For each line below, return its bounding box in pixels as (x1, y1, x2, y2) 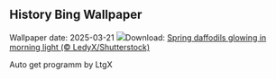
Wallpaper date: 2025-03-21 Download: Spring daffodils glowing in (9, 31, 267, 43)
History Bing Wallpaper (9, 7, 143, 22)
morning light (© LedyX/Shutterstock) (9, 41, 151, 52)
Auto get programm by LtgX (9, 58, 113, 70)
